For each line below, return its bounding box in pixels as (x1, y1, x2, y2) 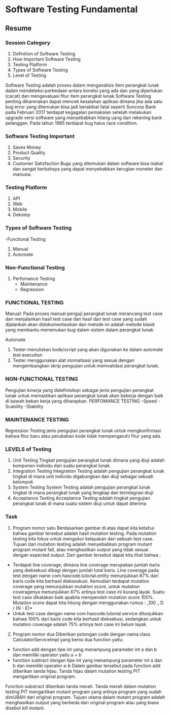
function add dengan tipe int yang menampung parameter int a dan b (12, 646, 157, 652)
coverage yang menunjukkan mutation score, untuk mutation (12, 583, 140, 589)
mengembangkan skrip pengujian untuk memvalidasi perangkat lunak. (12, 363, 160, 369)
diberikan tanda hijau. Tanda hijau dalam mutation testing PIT (12, 668, 141, 674)
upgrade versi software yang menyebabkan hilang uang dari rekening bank (5, 115, 162, 121)
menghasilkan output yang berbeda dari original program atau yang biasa (5, 699, 159, 705)
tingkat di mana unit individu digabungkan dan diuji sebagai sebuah (12, 473, 154, 479)
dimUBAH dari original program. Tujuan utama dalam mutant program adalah (5, 694, 165, 700)
